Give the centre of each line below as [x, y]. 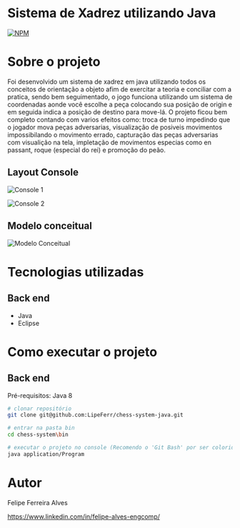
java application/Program [46, 454]
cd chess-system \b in [38, 435]
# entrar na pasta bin [41, 428]
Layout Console [43, 173]
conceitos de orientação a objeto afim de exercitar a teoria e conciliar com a [120, 89]
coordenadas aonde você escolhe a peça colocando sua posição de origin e [120, 104]
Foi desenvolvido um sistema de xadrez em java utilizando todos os [106, 81]
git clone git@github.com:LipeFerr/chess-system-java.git [95, 415]
